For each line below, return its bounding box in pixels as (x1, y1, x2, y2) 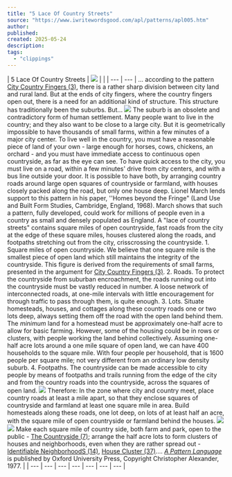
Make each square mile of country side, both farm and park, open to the (15, 424, 222, 433)
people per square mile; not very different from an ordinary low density (7, 356, 210, 364)
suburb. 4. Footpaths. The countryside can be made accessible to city (7, 363, 208, 372)
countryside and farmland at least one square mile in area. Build (7, 401, 189, 409)
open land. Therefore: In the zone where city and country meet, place (7, 386, 215, 394)
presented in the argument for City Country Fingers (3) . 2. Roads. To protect (7, 268, 225, 276)
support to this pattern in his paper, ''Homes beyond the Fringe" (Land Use (7, 193, 220, 202)
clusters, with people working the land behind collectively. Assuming (7, 333, 203, 342)
